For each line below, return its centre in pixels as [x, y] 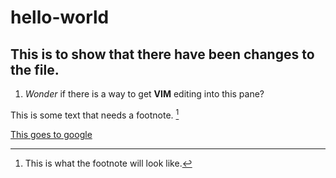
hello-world [60, 17]
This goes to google [51, 134]
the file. [35, 69]
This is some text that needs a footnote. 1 [95, 114]
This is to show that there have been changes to [162, 54]
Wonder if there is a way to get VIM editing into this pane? [144, 94]
